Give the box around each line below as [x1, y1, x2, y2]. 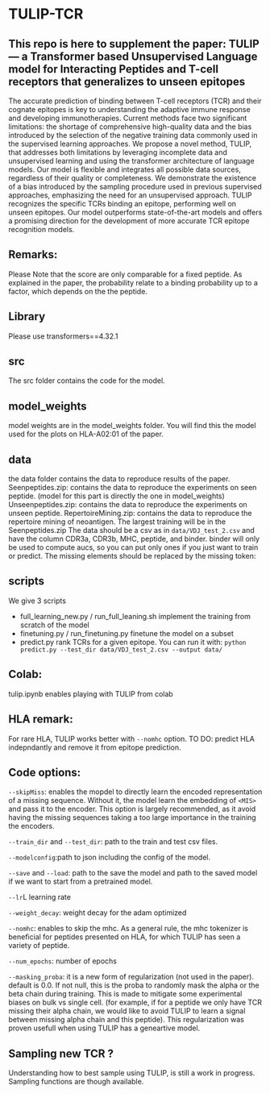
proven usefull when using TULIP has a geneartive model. [8, 1023, 201, 1033]
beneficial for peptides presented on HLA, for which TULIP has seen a [8, 932, 241, 942]
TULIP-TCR [8, 5, 84, 23]
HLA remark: [8, 713, 74, 726]
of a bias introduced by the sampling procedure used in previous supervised [8, 182, 262, 191]
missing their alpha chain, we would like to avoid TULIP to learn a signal [8, 1006, 246, 1016]
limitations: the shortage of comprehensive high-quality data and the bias [8, 122, 252, 131]
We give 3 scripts [8, 596, 67, 605]
